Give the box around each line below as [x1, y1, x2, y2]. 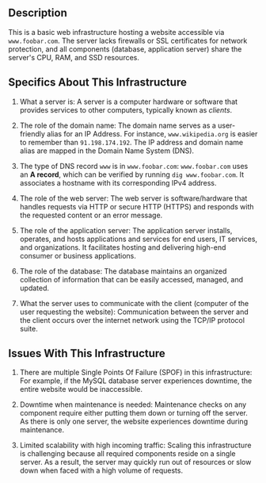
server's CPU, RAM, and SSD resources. [8, 52, 140, 62]
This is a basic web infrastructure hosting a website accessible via [8, 27, 225, 36]
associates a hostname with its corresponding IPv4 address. [19, 178, 217, 187]
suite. [19, 324, 38, 333]
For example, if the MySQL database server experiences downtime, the [19, 376, 253, 385]
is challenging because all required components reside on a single [19, 449, 236, 458]
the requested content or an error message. [19, 210, 163, 220]
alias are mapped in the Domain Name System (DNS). [19, 146, 195, 155]
